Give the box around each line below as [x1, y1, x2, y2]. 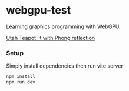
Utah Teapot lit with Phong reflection [6, 34, 95, 41]
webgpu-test [6, 4, 71, 17]
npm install [6, 74, 35, 80]
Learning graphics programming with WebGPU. [6, 23, 121, 30]
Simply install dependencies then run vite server [6, 62, 124, 69]
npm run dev [6, 79, 35, 85]
